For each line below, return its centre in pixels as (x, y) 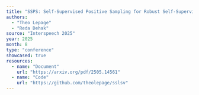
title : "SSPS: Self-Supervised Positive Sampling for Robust (83, 12)
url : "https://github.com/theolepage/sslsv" (73, 83)
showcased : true (26, 55)
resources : (20, 61)
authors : (17, 17)
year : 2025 (20, 39)
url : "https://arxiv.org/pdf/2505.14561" (68, 72)
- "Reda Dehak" (30, 28)
